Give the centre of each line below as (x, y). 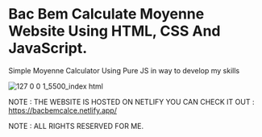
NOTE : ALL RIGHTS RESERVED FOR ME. (76, 126)
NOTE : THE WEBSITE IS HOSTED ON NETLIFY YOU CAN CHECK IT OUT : (131, 102)
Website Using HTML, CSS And (114, 31)
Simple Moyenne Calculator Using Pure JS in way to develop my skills (124, 70)
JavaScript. (48, 48)
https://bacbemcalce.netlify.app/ (62, 110)
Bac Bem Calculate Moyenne (106, 14)
